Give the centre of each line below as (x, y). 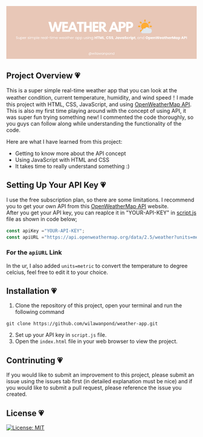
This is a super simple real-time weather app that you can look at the (92, 90)
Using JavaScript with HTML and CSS (62, 159)
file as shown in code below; (42, 219)
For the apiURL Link (34, 252)
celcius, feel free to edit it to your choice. (57, 272)
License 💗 (25, 413)
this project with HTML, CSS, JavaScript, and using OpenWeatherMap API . (99, 104)
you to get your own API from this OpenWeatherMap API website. (88, 206)
